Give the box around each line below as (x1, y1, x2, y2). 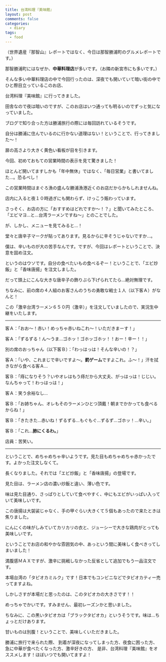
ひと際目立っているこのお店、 (5, 82, 66, 88)
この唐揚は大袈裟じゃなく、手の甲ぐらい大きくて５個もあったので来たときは (5, 507, 161, 514)
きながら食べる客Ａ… (5, 363, 48, 369)
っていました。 (5, 109, 36, 115)
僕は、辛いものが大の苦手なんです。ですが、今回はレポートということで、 (5, 243, 156, 249)
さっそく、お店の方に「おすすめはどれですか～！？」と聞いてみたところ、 (5, 206, 157, 211)
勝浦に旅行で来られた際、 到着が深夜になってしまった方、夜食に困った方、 (5, 639, 158, 645)
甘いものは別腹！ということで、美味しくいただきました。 (5, 628, 122, 635)
